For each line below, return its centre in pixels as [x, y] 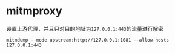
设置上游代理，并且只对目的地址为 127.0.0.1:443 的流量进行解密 [85, 28]
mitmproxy [34, 11]
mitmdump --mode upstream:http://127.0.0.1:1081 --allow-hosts [88, 40]
